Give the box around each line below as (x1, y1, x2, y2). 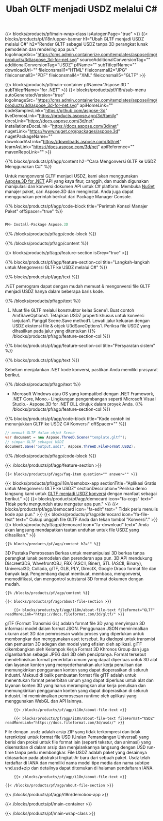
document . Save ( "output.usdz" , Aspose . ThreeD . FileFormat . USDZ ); (5, 444, 136, 449)
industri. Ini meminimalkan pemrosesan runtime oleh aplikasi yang (5, 693, 137, 699)
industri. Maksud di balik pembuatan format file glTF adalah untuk (5, 672, 137, 678)
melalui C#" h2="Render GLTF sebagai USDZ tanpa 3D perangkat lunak (5, 41, 148, 47)
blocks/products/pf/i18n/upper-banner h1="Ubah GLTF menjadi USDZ (5, 36, 144, 42)
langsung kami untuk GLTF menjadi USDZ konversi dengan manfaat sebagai (5, 491, 157, 496)
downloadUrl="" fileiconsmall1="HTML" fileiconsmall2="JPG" (5, 67, 127, 73)
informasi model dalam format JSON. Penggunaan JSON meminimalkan (5, 625, 148, 631)
